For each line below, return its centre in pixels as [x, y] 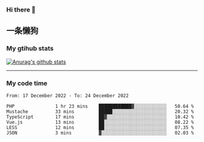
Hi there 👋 [21, 10]
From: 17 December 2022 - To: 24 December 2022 [68, 96]
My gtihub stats [30, 49]
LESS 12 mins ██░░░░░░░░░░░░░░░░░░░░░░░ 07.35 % [100, 127]
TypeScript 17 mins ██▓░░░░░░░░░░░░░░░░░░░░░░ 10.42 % [100, 117]
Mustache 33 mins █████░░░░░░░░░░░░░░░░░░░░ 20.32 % [100, 112]
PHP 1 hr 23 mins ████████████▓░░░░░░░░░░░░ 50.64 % [100, 106]
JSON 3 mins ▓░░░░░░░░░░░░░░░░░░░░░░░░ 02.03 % [100, 133]
